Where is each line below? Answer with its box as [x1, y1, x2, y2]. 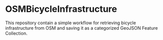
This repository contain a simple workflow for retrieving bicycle [5, 20, 136, 26]
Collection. [5, 30, 28, 36]
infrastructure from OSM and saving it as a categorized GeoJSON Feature [5, 25, 158, 31]
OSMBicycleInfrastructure [5, 3, 117, 15]
